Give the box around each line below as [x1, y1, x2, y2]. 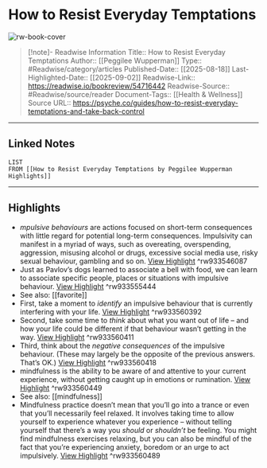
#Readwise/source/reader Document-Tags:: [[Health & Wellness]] [27, 89, 243, 99]
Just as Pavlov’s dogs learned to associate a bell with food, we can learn [19, 264, 258, 274]
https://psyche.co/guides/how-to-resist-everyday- [72, 98, 238, 107]
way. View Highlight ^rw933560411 [19, 332, 134, 341]
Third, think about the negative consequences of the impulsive [19, 341, 225, 350]
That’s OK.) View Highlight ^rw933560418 [19, 357, 157, 367]
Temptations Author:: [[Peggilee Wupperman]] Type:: [27, 56, 203, 65]
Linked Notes [8, 137, 75, 150]
